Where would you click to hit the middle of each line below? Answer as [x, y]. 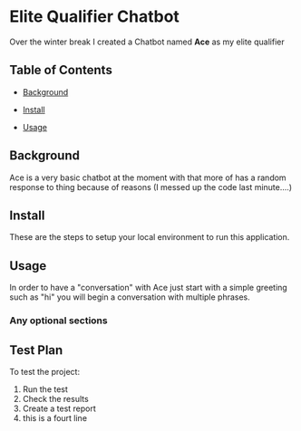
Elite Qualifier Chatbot [94, 17]
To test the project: [44, 371]
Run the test [45, 389]
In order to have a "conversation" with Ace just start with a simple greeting [148, 288]
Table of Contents [61, 70]
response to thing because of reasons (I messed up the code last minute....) [151, 187]
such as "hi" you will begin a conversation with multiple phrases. [130, 297]
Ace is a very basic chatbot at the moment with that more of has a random [148, 177]
